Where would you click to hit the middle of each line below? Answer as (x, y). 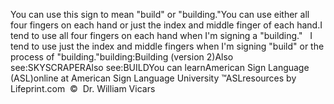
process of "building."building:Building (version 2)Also (122, 57)
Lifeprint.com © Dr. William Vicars (83, 88)
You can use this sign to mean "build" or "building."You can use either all (160, 14)
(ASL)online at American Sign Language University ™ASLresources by (153, 78)
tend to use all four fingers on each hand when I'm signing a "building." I (161, 35)
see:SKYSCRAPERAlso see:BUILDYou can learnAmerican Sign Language (160, 67)
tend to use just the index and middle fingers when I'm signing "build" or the (167, 46)
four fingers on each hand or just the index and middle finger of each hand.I (166, 25)
